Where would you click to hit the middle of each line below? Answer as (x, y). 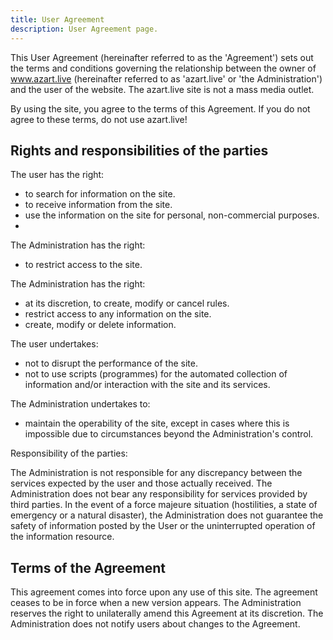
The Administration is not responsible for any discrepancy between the (156, 473)
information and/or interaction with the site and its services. (147, 385)
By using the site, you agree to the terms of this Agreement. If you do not (160, 108)
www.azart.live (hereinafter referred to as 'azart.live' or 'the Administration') (166, 78)
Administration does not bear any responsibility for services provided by (159, 494)
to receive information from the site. (98, 205)
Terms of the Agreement (88, 567)
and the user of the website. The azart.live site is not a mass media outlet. (162, 89)
